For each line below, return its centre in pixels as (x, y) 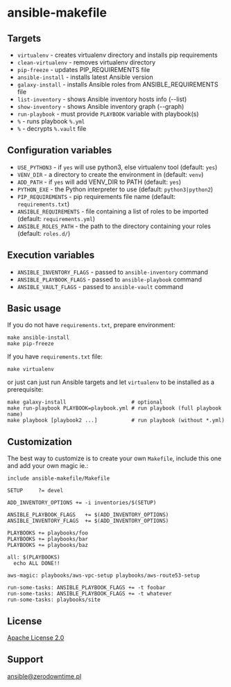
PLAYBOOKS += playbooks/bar (48, 539)
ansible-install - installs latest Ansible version (85, 77)
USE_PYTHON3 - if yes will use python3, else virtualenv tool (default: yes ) (117, 167)
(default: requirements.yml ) (56, 218)
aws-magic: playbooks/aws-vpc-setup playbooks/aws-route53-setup (103, 576)
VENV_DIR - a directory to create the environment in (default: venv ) (110, 174)
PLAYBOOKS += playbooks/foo (48, 533)
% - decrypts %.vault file (52, 129)
